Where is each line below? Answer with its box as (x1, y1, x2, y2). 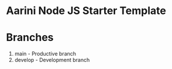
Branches (6, 31, 54, 44)
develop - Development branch (14, 57, 90, 64)
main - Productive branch (14, 50, 77, 57)
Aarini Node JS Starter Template (6, 4, 167, 18)
